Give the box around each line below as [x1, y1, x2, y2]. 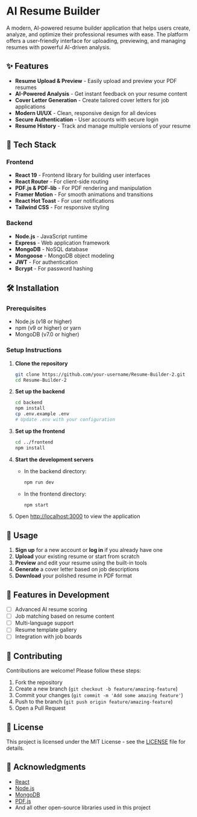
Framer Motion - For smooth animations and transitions [14, 191, 154, 198]
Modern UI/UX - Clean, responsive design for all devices [14, 109, 157, 116]
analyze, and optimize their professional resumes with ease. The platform [6, 30, 189, 38]
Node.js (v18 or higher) [14, 318, 72, 325]
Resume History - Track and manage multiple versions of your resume [14, 122, 191, 130]
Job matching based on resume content [14, 612, 114, 620]
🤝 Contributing [6, 651, 63, 661]
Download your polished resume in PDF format [14, 572, 133, 579]
